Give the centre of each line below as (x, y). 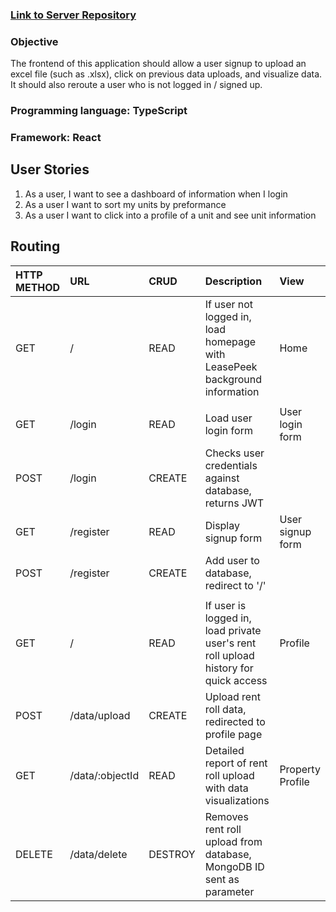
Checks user (234, 453)
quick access (236, 680)
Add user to (232, 560)
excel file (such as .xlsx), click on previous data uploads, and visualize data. (166, 74)
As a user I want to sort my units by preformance (125, 204)
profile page (233, 734)
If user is (225, 605)
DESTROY (172, 854)
